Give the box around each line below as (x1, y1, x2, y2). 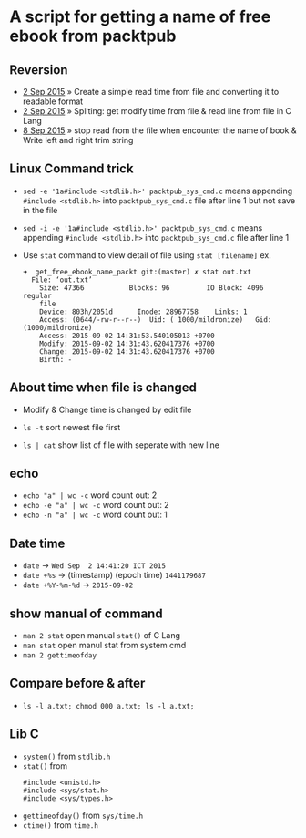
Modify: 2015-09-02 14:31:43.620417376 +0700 (39, 339, 216, 348)
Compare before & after (9, 676, 146, 691)
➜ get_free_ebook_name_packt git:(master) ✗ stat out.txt (22, 267, 252, 276)
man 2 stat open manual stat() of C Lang (22, 630, 180, 641)
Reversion (9, 62, 68, 78)
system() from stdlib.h (22, 750, 111, 761)
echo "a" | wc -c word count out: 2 (22, 490, 158, 501)
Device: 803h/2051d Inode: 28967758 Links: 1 (39, 307, 248, 316)
